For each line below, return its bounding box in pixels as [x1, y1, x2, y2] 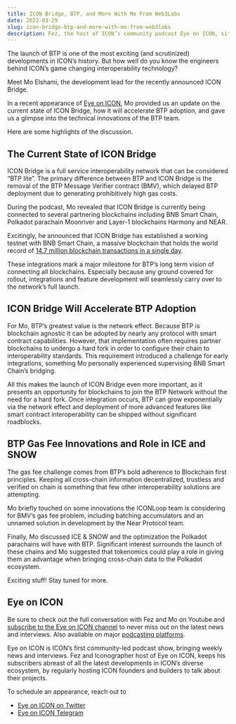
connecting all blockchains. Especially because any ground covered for [7, 268, 214, 276]
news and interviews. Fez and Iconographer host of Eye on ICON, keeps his [7, 651, 226, 659]
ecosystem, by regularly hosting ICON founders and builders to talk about [7, 666, 221, 675]
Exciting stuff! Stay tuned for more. [7, 575, 109, 585]
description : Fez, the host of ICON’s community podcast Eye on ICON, [7, 30, 218, 37]
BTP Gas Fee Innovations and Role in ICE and [7, 438, 206, 450]
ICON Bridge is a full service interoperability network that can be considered [7, 167, 228, 175]
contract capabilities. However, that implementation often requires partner [7, 336, 221, 345]
